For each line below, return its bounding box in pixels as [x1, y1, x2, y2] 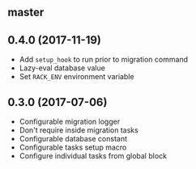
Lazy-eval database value [19, 63, 106, 73]
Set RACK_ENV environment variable [19, 72, 134, 82]
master [7, 6, 45, 19]
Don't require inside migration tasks [19, 125, 138, 135]
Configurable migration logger [19, 116, 121, 127]
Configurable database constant [19, 134, 127, 144]
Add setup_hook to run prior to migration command [19, 55, 188, 65]
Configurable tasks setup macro [19, 142, 127, 152]
